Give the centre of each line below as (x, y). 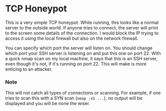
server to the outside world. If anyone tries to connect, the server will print (82, 27)
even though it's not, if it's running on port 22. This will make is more (76, 64)
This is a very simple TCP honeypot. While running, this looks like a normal (82, 22)
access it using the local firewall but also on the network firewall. (72, 38)
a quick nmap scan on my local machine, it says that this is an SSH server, (81, 58)
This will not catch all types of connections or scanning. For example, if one (83, 93)
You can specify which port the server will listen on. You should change (79, 48)
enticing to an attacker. (29, 69)
